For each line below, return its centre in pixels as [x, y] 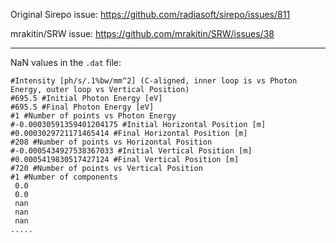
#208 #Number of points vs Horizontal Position [111, 142]
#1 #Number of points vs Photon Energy [93, 116]
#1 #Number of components [64, 177]
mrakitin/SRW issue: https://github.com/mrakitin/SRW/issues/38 [142, 33]
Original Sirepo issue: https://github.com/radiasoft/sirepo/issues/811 [150, 14]
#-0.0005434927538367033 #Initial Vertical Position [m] [131, 151]
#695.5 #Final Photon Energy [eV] [82, 107]
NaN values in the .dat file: [66, 62]
